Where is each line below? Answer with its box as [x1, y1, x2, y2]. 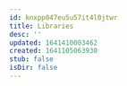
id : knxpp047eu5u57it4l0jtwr [9, 13, 118, 22]
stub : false [9, 55, 54, 64]
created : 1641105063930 [9, 47, 98, 56]
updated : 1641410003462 [9, 38, 98, 47]
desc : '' [9, 30, 42, 39]
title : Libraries [9, 21, 74, 30]
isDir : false [9, 64, 58, 73]
